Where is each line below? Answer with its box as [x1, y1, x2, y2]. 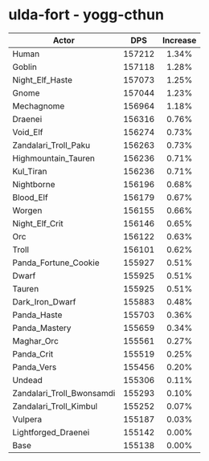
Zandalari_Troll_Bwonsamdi [12, 387, 116, 398]
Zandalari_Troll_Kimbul [12, 400, 98, 411]
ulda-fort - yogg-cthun [8, 6, 165, 24]
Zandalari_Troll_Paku [12, 139, 91, 150]
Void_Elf [12, 126, 43, 137]
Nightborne [12, 178, 55, 190]
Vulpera [12, 414, 43, 425]
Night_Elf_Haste [12, 74, 73, 85]
